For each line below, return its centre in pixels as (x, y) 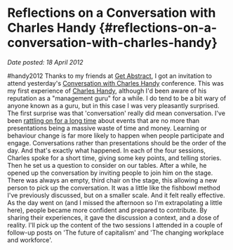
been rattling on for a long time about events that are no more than (104, 120)
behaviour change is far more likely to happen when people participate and (116, 136)
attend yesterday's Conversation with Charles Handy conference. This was (116, 83)
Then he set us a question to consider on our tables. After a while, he (107, 165)
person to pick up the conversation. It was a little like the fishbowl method (114, 187)
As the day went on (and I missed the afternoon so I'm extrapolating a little (115, 202)
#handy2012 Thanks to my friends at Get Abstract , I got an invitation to (110, 76)
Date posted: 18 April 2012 (45, 62)
